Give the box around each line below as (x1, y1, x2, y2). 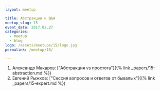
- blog (9, 38, 23, 44)
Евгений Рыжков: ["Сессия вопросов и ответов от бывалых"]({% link (12, 75, 156, 81)
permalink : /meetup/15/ (5, 47, 53, 52)
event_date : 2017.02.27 (5, 25, 53, 30)
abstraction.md (12, 70, 43, 76)
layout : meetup (5, 7, 36, 12)
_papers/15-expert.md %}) (12, 80, 66, 86)
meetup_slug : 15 (5, 20, 38, 25)
